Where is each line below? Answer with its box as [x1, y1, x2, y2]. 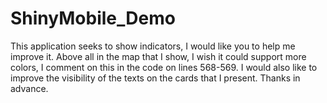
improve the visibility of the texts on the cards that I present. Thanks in [10, 72, 301, 84]
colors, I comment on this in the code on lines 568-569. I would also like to [10, 61, 318, 73]
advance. [10, 82, 49, 94]
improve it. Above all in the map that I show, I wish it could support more [10, 50, 307, 62]
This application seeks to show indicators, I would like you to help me [10, 40, 296, 52]
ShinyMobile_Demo [10, 7, 176, 30]
